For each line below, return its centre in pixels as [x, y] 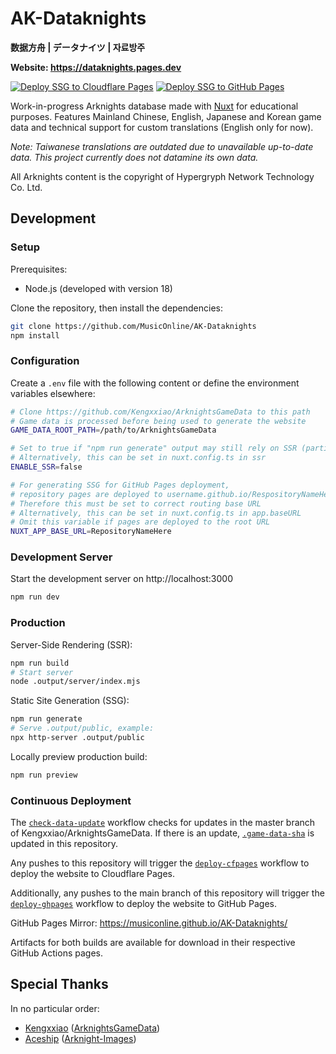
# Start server [42, 672]
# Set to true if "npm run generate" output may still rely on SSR [154, 448]
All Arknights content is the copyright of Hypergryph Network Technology [162, 176]
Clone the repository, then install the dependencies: [117, 308]
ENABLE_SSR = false [46, 467]
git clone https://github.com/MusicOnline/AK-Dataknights [133, 326]
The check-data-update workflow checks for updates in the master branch [163, 823]
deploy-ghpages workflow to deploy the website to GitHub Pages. [144, 904]
